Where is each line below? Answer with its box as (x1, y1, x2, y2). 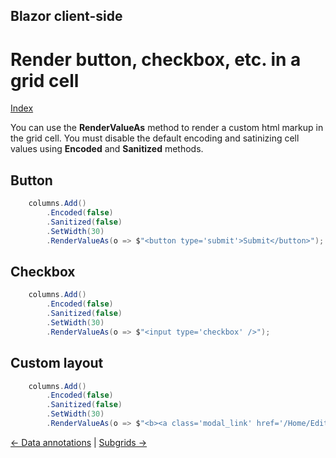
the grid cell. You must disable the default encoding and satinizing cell (10, 132, 300, 144)
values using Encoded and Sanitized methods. (10, 143, 204, 155)
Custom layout (10, 355, 104, 372)
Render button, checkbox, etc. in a (10, 48, 302, 71)
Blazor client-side (10, 8, 123, 25)
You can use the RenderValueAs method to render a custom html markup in (10, 122, 324, 134)
